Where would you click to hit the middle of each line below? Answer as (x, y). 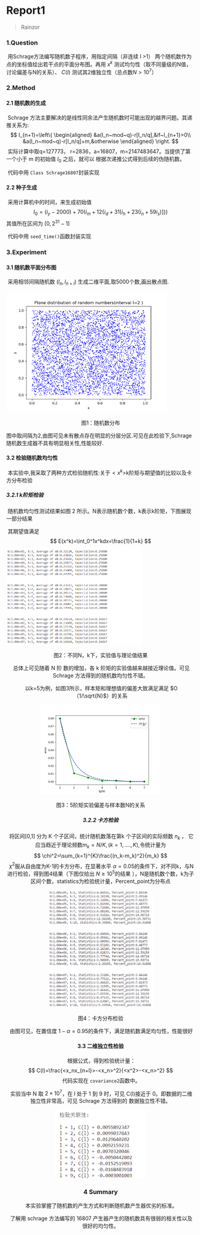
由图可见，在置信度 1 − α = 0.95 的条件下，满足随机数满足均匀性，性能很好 (101, 1031)
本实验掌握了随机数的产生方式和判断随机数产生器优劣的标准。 (101, 1206)
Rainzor (30, 27)
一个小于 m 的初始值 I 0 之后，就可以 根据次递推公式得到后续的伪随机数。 (96, 159)
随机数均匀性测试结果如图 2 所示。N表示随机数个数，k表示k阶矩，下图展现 (99, 511)
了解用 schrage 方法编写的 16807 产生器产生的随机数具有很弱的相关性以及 (101, 1218)
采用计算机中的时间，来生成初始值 (49, 202)
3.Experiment (26, 252)
